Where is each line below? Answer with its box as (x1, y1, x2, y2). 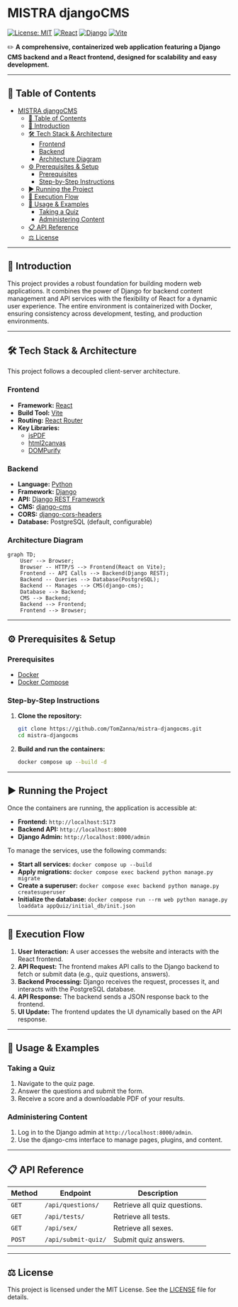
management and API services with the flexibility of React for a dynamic (7, 294, 217, 303)
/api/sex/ (45, 1224, 78, 1233)
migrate (17, 875, 40, 882)
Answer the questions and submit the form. (17, 1087, 144, 1096)
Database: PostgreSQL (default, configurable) (17, 517, 152, 526)
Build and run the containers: (17, 745, 106, 753)
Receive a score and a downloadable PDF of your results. (17, 1094, 186, 1103)
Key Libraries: (17, 423, 60, 432)
